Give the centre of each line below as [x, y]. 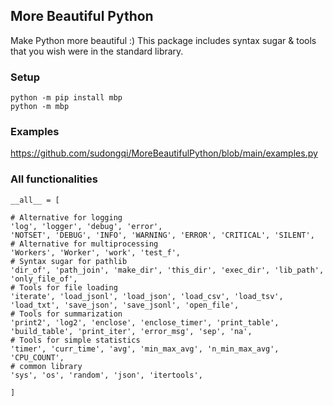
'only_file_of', [44, 279]
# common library [46, 366]
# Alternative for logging [66, 217]
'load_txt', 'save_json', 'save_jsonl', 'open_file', [125, 305]
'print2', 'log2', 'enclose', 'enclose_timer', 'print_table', [145, 322]
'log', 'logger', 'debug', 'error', [86, 226]
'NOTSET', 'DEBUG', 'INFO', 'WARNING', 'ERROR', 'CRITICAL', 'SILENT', [162, 235]
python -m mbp [40, 107]
